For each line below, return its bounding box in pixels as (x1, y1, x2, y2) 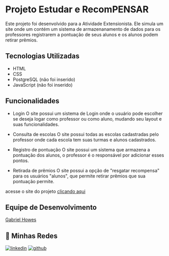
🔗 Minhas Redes (5, 231, 58, 240)
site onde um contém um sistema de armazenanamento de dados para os (5, 26, 161, 32)
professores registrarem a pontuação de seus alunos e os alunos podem (5, 31, 159, 37)
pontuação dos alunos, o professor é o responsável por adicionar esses (12, 152, 164, 158)
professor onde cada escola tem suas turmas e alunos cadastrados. (12, 136, 156, 143)
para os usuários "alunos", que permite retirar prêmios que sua (12, 173, 146, 179)
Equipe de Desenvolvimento (5, 203, 97, 211)
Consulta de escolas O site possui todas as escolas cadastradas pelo (12, 131, 159, 137)
